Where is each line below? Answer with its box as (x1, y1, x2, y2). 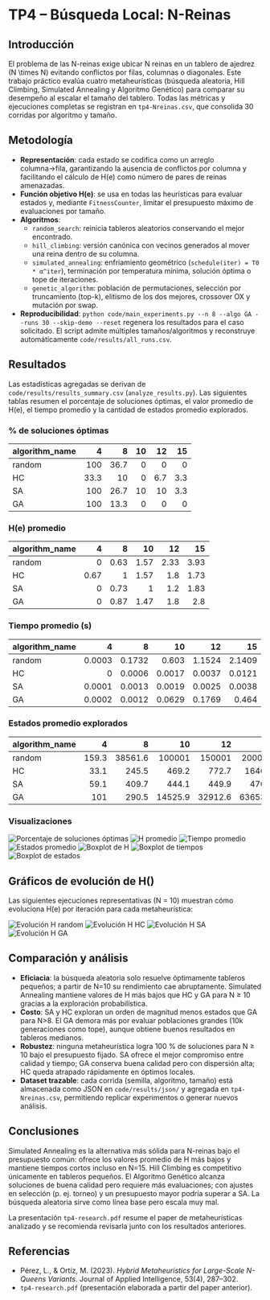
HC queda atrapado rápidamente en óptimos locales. (19, 1067, 195, 1076)
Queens (19, 1274, 47, 1284)
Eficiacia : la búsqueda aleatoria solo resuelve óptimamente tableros (19, 973, 246, 982)
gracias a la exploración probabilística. (19, 998, 148, 1008)
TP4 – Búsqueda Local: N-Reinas (8, 6, 231, 24)
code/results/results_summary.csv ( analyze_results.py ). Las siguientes (8, 388, 247, 397)
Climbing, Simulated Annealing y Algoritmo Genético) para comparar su (8, 84, 245, 94)
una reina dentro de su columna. (31, 249, 140, 258)
